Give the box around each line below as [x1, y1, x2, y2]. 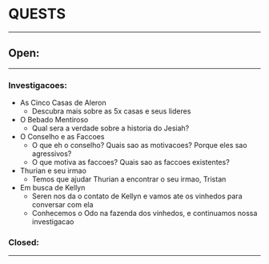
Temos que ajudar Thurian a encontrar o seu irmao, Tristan [31, 174, 227, 184]
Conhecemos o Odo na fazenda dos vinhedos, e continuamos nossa [31, 209, 258, 218]
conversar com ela [31, 200, 94, 210]
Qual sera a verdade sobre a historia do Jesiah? [31, 123, 190, 133]
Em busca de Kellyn [19, 183, 86, 193]
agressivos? [31, 149, 72, 158]
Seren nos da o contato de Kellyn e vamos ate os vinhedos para [31, 191, 243, 201]
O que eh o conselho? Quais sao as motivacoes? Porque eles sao [31, 141, 247, 150]
